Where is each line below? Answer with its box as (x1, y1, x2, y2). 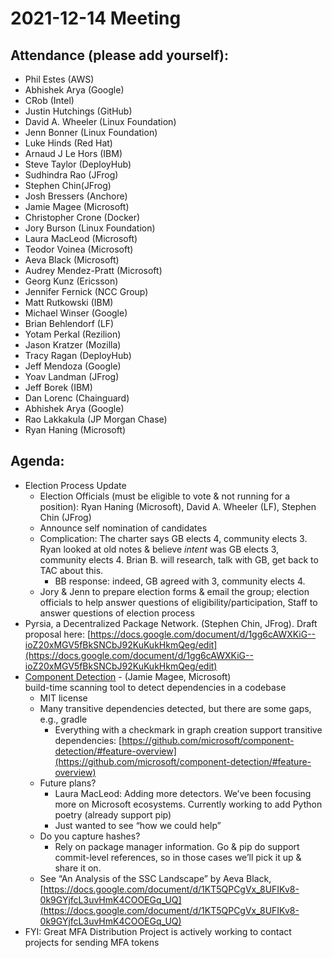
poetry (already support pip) (54, 808, 172, 821)
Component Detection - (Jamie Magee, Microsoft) (24, 670, 232, 682)
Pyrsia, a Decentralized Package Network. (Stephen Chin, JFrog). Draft (24, 617, 318, 629)
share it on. (54, 862, 102, 874)
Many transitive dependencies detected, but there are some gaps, (39, 702, 312, 714)
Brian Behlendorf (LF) (24, 318, 115, 329)
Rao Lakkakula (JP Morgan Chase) (24, 413, 168, 425)
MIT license (39, 692, 88, 704)
